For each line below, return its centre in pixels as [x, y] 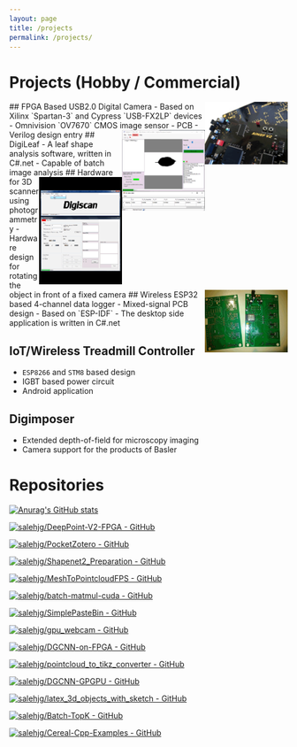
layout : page [33, 19]
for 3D [21, 182]
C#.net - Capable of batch [57, 163]
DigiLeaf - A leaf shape [51, 144]
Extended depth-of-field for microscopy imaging [110, 440]
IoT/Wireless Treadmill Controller [102, 351]
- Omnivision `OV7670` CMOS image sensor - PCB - [104, 126]
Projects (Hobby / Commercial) [125, 82]
